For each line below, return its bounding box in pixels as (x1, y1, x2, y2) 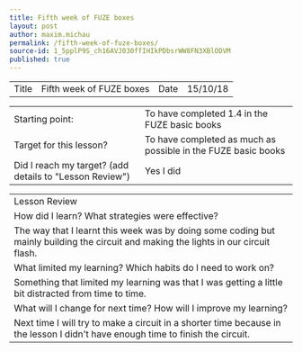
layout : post (9, 22, 58, 31)
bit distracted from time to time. (13, 287, 147, 300)
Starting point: (13, 113, 74, 125)
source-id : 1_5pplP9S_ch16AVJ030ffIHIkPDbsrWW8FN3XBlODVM (9, 47, 231, 56)
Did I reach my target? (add (13, 159, 129, 171)
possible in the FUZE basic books (145, 145, 286, 157)
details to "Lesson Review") (13, 170, 130, 183)
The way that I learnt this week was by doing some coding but (13, 224, 276, 237)
